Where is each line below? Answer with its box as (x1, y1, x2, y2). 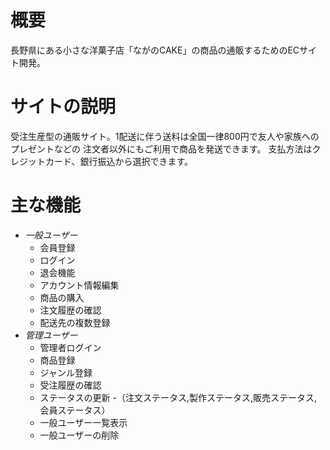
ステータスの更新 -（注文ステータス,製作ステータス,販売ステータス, (39, 391, 318, 403)
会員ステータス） (39, 404, 111, 416)
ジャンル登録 (39, 366, 93, 378)
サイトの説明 (10, 96, 117, 118)
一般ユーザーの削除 (39, 429, 120, 441)
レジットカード (10, 155, 72, 167)
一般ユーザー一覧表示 (39, 416, 128, 428)
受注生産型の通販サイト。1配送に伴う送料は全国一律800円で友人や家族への (10, 130, 320, 142)
